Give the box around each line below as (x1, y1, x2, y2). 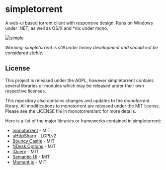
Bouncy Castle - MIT (12, 138, 55, 144)
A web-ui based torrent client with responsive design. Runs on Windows (5, 20, 153, 26)
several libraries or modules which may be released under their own (5, 83, 144, 88)
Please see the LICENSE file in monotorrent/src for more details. (5, 108, 137, 114)
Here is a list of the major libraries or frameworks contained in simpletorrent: (5, 118, 162, 124)
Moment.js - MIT (12, 159, 47, 165)
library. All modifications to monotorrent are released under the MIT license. (5, 103, 161, 109)
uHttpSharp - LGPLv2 (12, 133, 57, 139)
